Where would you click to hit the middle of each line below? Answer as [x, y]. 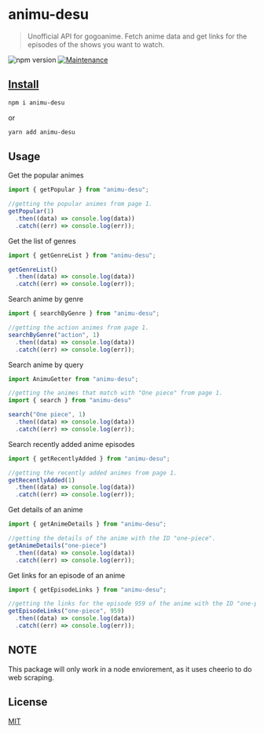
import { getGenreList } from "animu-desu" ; [82, 255]
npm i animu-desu [37, 103]
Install [24, 84]
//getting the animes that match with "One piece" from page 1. [115, 393]
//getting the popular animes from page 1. [81, 204]
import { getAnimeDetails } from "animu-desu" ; [88, 524]
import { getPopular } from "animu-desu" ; [79, 190]
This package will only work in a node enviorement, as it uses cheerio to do [130, 669]
